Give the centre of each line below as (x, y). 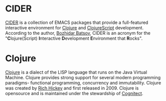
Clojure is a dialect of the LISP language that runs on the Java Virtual (76, 72)
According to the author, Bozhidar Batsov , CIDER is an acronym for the (78, 33)
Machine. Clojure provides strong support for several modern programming (83, 77)
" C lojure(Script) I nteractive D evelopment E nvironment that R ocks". (74, 38)
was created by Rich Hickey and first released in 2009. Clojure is (72, 88)
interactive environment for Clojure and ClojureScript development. (74, 27)
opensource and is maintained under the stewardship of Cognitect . (74, 93)
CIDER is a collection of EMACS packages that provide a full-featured (77, 22)
